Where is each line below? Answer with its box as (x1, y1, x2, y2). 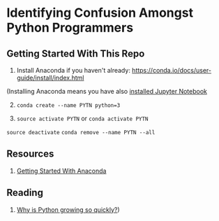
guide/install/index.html (16, 73, 84, 82)
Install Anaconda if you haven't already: (16, 66, 130, 74)
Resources (6, 148, 54, 160)
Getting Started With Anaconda (16, 166, 107, 175)
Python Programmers (6, 20, 134, 36)
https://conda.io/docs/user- (131, 66, 212, 74)
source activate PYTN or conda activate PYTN (16, 114, 149, 122)
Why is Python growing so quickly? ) (16, 205, 120, 214)
